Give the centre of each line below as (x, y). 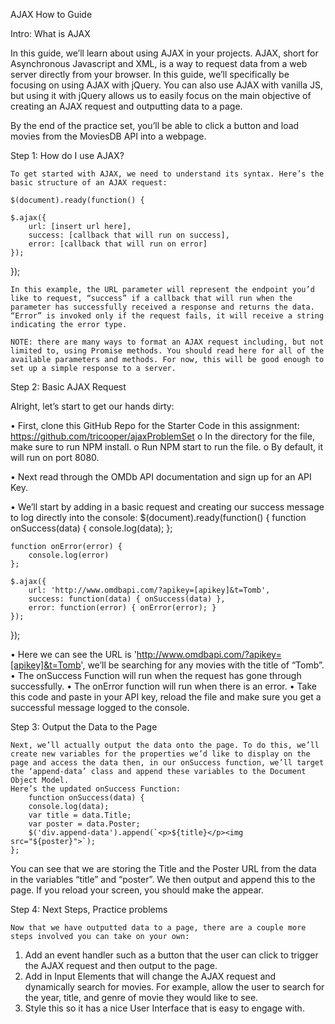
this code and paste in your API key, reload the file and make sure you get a (166, 697)
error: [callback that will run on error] (118, 244)
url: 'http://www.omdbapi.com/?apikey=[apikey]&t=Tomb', (149, 590)
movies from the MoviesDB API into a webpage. (108, 136)
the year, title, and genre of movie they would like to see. (141, 997)
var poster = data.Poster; (84, 824)
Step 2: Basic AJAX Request (68, 387)
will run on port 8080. (55, 457)
